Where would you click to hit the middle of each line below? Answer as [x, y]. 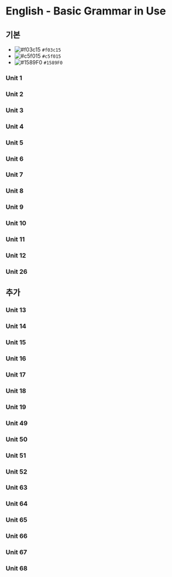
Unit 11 [15, 239]
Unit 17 [16, 374]
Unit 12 [16, 256]
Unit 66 [17, 536]
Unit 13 [16, 310]
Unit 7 [14, 174]
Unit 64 [17, 504]
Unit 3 [15, 110]
